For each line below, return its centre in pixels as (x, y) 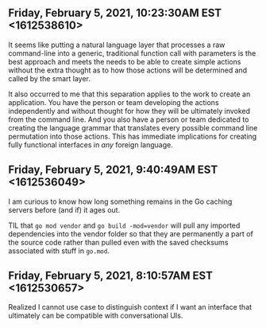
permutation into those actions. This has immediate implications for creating (133, 136)
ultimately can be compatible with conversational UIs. (96, 316)
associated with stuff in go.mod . (59, 251)
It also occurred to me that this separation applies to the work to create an (129, 94)
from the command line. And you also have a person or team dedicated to (129, 119)
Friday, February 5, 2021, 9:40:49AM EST (113, 170)
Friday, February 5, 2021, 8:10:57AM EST (110, 276)
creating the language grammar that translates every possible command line (133, 127)
